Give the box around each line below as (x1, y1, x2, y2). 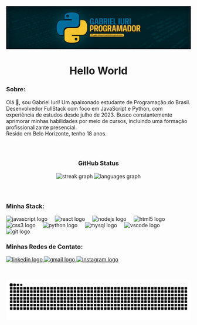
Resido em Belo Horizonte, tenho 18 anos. (6, 130, 107, 137)
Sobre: (6, 85, 26, 94)
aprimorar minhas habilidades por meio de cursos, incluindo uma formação (6, 117, 188, 124)
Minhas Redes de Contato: (6, 243, 83, 251)
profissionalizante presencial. (6, 124, 77, 131)
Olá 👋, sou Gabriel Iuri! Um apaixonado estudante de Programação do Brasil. (6, 98, 191, 105)
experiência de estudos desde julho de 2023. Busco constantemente (6, 111, 173, 118)
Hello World (69, 64, 128, 78)
